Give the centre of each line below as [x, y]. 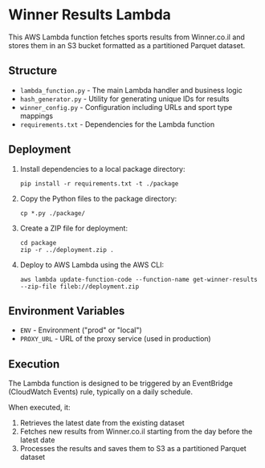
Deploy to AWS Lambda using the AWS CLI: [92, 265]
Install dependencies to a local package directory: [102, 169]
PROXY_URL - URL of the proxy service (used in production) [115, 339]
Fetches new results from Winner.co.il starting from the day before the [136, 432]
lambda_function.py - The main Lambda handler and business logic [131, 90]
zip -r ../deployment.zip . [67, 250]
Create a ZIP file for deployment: [74, 228]
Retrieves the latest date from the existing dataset [102, 423]
